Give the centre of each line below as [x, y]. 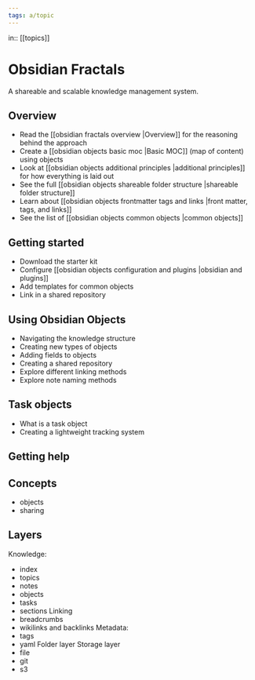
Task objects [40, 405]
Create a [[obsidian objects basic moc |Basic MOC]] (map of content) [132, 151]
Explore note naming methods [68, 380]
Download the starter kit [58, 262]
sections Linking [46, 611]
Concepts [33, 483]
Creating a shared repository [66, 363]
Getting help [39, 457]
